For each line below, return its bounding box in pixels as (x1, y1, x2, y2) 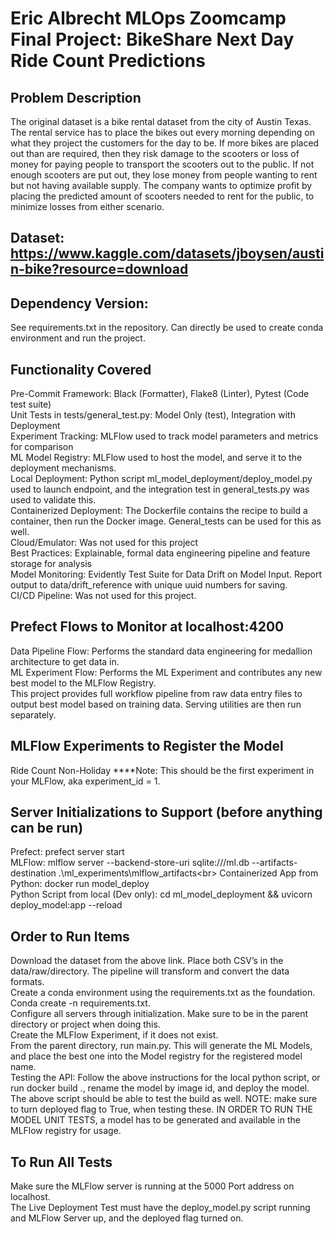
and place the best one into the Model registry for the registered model (10, 1050, 303, 1062)
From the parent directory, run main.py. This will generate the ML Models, (10, 1040, 313, 1052)
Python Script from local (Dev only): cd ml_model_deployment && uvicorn (10, 888, 313, 901)
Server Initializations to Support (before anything (10, 804, 323, 821)
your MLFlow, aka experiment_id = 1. (10, 775, 161, 787)
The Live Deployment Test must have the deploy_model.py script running (10, 1202, 311, 1214)
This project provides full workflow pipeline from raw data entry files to (10, 687, 303, 699)
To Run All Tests (10, 1153, 113, 1171)
